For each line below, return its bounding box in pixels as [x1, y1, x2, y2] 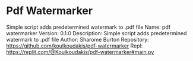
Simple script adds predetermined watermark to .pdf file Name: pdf [6, 23, 171, 30]
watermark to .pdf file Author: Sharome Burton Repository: [6, 36, 150, 43]
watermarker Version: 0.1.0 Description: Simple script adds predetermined [6, 29, 187, 36]
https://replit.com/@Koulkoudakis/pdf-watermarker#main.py [6, 48, 154, 55]
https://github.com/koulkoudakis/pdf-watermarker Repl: [6, 42, 143, 49]
